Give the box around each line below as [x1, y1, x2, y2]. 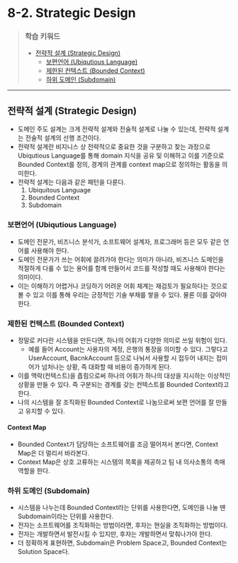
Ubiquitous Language [28, 186, 91, 195]
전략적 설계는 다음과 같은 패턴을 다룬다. [17, 178, 126, 187]
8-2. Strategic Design [7, 5, 136, 21]
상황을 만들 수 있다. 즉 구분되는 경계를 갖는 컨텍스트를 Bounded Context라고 [17, 380, 229, 388]
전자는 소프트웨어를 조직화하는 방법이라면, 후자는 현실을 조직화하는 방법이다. [17, 521, 228, 530]
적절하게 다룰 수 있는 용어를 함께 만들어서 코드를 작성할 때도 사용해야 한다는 [17, 264, 226, 272]
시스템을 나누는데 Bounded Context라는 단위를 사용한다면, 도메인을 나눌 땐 [17, 504, 226, 512]
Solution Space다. [17, 547, 70, 556]
